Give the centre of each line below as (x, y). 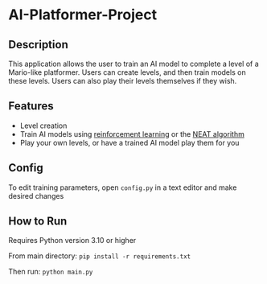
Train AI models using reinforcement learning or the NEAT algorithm (132, 134)
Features (31, 106)
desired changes (36, 196)
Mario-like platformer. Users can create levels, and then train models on (127, 72)
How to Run (38, 222)
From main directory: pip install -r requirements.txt (100, 256)
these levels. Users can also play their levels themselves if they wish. (123, 81)
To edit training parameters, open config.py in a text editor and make (123, 187)
